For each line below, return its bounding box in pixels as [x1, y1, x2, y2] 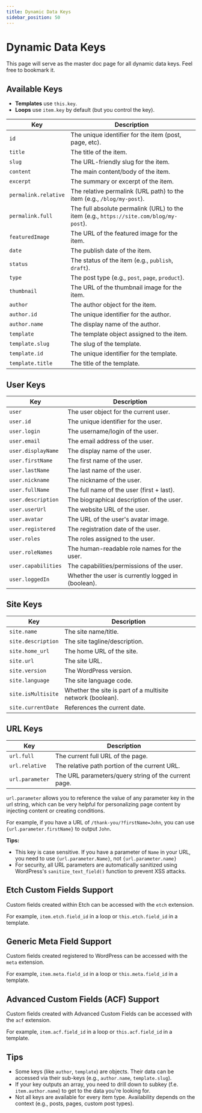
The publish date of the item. [70, 247, 151, 255]
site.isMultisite [9, 690, 59, 698]
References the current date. [64, 703, 145, 711]
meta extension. [6, 958, 44, 966]
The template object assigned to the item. [70, 330, 188, 339]
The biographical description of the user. [67, 495, 183, 504]
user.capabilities [9, 563, 62, 569]
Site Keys [6, 599, 43, 610]
